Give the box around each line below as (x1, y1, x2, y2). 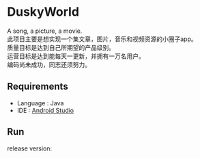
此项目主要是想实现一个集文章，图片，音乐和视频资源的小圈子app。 (7, 35, 198, 43)
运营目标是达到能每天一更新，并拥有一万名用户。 (7, 52, 145, 60)
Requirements (7, 81, 68, 92)
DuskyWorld (7, 4, 80, 20)
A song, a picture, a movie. (7, 27, 83, 35)
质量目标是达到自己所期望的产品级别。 (7, 43, 115, 51)
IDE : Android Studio (16, 106, 74, 114)
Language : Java (16, 98, 64, 107)
